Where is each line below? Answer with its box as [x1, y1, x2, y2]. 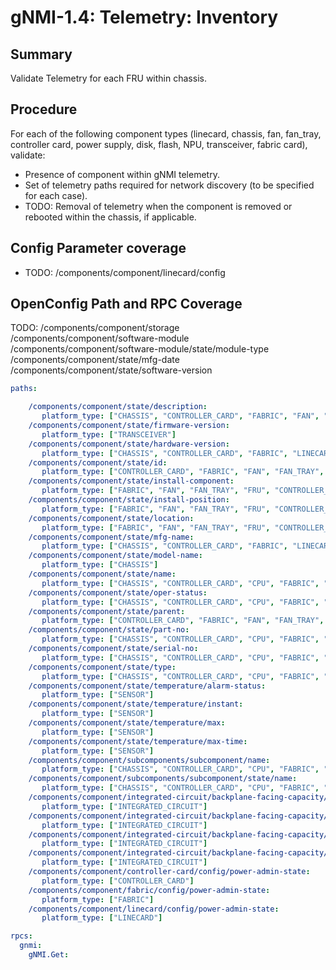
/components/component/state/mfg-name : [28, 532, 195, 542]
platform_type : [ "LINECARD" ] [41, 913, 163, 923]
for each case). [24, 189, 88, 201]
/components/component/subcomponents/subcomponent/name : [28, 755, 271, 765]
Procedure [10, 101, 78, 118]
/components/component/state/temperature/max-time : [28, 736, 248, 746]
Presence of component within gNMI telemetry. [24, 168, 220, 180]
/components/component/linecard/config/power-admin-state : [28, 904, 280, 914]
